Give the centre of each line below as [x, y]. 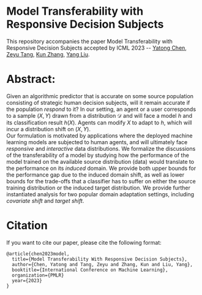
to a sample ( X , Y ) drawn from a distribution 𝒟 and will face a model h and [99, 115]
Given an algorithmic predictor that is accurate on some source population [100, 96]
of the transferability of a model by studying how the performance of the [98, 155]
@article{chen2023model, [38, 254]
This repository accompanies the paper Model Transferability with [90, 41]
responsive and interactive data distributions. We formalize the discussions [101, 148]
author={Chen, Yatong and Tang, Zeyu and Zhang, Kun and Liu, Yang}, [102, 264]
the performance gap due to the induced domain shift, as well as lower [95, 174]
